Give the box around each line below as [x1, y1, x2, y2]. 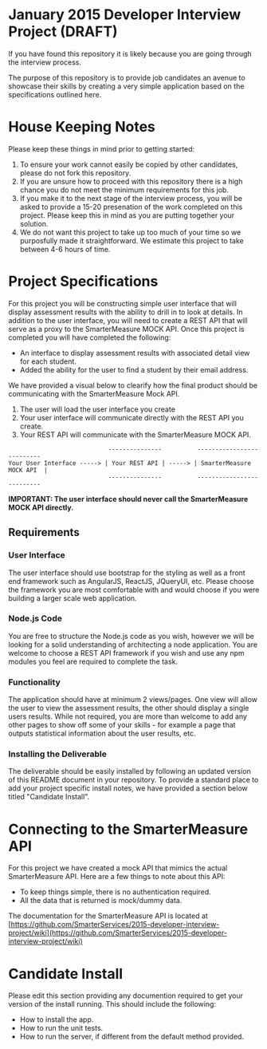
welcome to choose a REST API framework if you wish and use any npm [8, 648, 245, 657]
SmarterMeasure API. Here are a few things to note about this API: [8, 872, 226, 881]
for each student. [19, 357, 77, 366]
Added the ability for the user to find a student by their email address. [19, 365, 249, 374]
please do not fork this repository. [19, 168, 132, 177]
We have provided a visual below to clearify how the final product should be [8, 381, 257, 390]
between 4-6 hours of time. [19, 244, 111, 254]
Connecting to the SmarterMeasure [8, 820, 249, 838]
